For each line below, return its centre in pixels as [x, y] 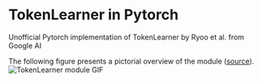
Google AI [25, 45]
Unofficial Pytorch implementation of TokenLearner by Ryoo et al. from [127, 37]
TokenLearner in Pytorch [94, 15]
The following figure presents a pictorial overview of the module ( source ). [131, 61]
